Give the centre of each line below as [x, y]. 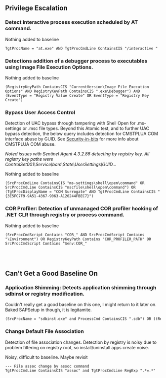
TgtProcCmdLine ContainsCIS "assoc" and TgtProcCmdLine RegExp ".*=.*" [80, 371]
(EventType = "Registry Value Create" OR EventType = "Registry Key [77, 95]
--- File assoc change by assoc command [47, 366]
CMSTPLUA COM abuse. [30, 144]
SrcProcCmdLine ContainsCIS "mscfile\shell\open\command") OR [70, 188]
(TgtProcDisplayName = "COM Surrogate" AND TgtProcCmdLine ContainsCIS [80, 192]
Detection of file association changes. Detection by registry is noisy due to [81, 342]
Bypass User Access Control [40, 112]
